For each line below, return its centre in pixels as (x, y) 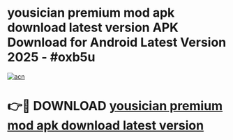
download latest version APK (93, 28)
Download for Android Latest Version (117, 42)
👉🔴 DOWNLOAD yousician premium (115, 106)
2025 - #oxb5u (51, 57)
